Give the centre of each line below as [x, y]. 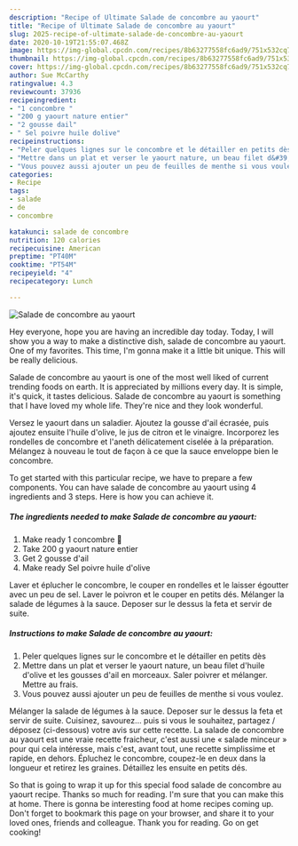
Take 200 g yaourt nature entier [80, 548]
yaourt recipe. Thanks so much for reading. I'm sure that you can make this [146, 794]
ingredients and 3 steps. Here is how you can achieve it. [112, 496]
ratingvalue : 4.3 [41, 84]
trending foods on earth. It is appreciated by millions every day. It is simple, [146, 387]
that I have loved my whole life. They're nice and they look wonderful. [136, 405]
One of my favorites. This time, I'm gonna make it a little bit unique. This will [147, 350]
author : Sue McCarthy [49, 76]
